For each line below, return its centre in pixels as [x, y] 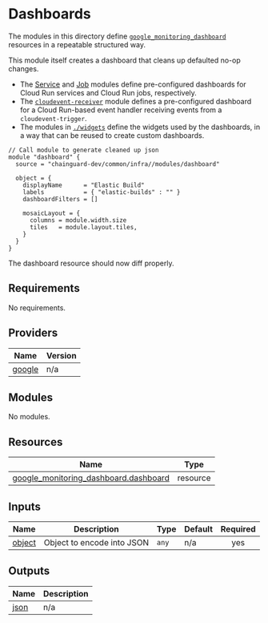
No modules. [29, 417]
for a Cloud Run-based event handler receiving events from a [121, 110]
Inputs [25, 506]
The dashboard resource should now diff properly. [91, 263]
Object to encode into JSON [96, 542]
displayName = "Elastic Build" [84, 185]
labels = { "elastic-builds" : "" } [102, 192]
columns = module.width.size [78, 220]
